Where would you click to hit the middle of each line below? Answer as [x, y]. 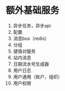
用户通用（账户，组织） [38, 77]
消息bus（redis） [31, 38]
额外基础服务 [33, 10]
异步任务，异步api [32, 26]
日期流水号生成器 [31, 64]
